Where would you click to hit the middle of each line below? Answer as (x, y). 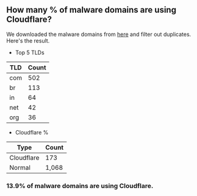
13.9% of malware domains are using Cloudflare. (80, 186)
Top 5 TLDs (30, 52)
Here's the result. (28, 40)
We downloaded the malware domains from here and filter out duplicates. (99, 34)
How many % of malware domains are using (91, 10)
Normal (20, 167)
